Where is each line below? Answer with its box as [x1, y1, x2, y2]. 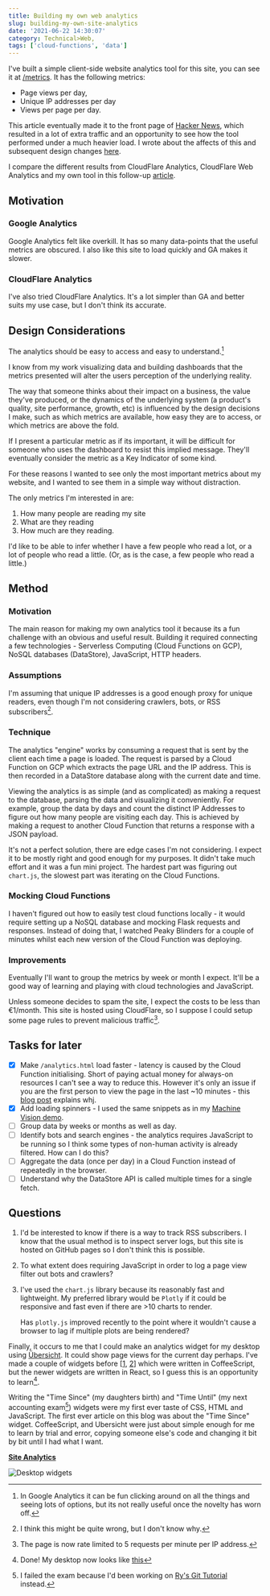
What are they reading [19, 517, 94, 527]
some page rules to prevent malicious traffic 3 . [8, 1014, 161, 1025]
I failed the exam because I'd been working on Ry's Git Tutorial [19, 1571, 227, 1581]
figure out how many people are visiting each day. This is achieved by [8, 812, 239, 821]
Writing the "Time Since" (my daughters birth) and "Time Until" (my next [8, 1392, 247, 1402]
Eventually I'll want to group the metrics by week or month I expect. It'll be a [8, 973, 260, 982]
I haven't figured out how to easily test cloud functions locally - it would [8, 908, 245, 918]
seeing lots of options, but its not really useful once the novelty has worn [19, 1499, 261, 1510]
